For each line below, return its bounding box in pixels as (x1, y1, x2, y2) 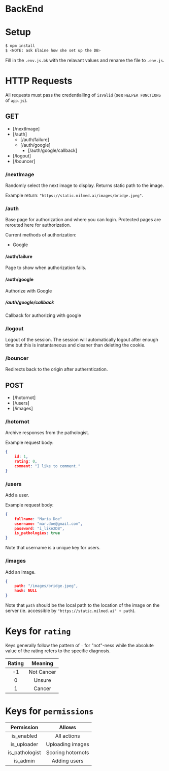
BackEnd (5, 3, 44, 15)
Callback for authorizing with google (5, 312, 81, 318)
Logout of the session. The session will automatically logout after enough (5, 336, 158, 342)
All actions (55, 732, 80, 739)
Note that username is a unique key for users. (5, 545, 100, 551)
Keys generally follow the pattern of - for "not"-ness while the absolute (5, 642, 154, 648)
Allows (59, 724, 76, 731)
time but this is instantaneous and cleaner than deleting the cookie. (5, 342, 146, 348)
